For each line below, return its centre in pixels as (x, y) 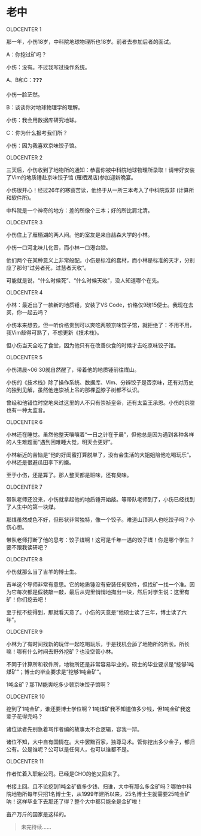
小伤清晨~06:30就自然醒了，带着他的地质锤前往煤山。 (73, 369)
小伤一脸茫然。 (25, 94)
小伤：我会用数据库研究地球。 (43, 120)
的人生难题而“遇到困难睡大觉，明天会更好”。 (61, 442)
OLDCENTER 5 (25, 357)
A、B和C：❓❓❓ (24, 80)
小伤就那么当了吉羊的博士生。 (43, 572)
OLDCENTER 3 (25, 222)
